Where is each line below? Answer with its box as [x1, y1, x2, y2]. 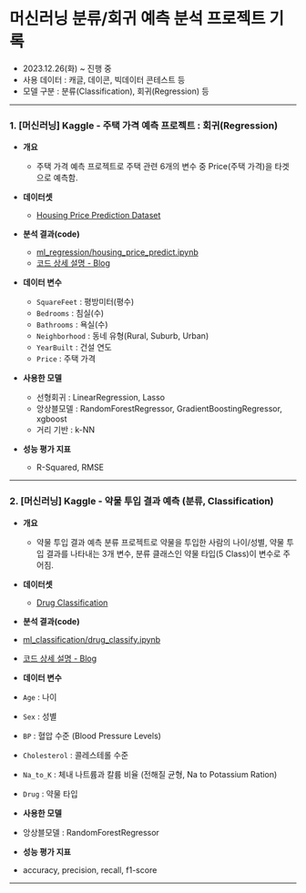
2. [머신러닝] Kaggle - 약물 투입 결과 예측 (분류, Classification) [9, 495, 275, 508]
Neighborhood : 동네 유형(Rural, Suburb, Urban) [36, 330, 209, 341]
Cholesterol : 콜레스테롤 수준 [22, 749, 129, 760]
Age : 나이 [22, 691, 57, 702]
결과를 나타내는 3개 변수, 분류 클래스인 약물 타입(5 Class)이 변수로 [46, 548, 281, 559]
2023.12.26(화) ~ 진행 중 [22, 63, 112, 74]
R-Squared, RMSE [36, 462, 105, 473]
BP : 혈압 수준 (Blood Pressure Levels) [22, 730, 162, 741]
